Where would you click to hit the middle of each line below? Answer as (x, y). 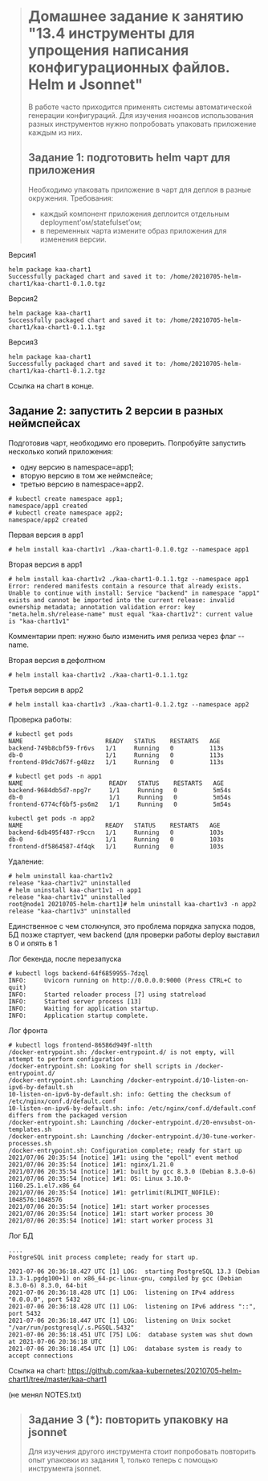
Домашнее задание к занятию (136, 16)
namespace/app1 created (48, 506)
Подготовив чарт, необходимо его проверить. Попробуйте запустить (127, 443)
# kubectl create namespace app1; (66, 498)
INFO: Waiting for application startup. (84, 1008)
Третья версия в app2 (46, 690)
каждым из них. (55, 132)
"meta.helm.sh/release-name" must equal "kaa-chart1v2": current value (130, 614)
